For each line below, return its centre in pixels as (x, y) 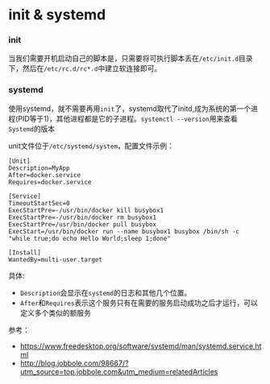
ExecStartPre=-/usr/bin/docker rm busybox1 (83, 217)
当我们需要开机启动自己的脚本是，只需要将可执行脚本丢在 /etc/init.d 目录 (131, 59)
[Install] (25, 252)
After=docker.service (45, 175)
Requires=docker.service (50, 182)
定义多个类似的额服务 (55, 312)
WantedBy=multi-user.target (56, 259)
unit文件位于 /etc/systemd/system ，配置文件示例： (91, 146)
